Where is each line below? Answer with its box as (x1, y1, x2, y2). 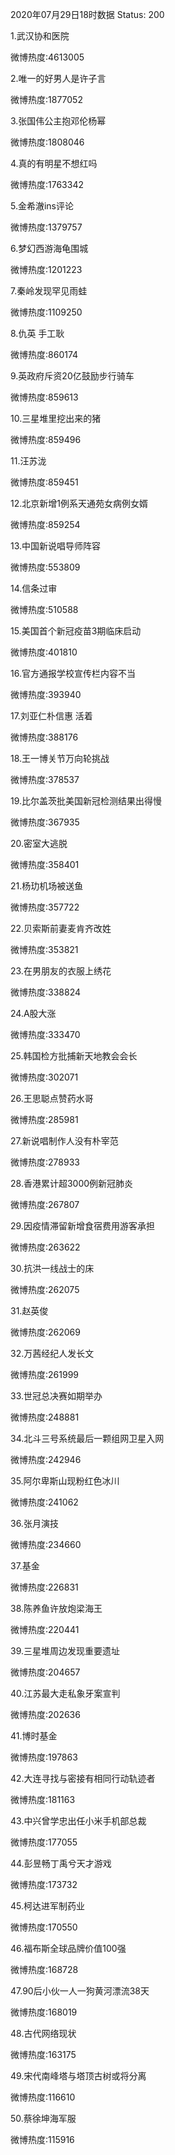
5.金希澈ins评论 (10, 200, 75, 212)
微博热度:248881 (10, 1411, 80, 1423)
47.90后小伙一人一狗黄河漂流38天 (10, 1985, 150, 1997)
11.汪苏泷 (10, 455, 47, 467)
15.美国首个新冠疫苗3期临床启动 (10, 625, 142, 637)
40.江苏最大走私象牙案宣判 (10, 1688, 121, 1699)
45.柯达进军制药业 (10, 1900, 86, 1912)
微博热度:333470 (10, 1029, 81, 1040)
